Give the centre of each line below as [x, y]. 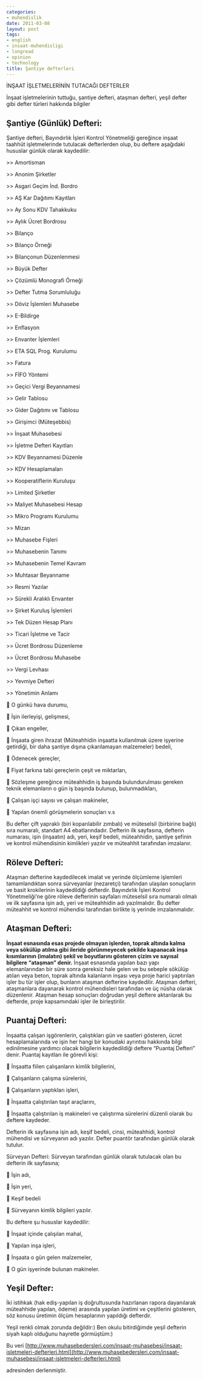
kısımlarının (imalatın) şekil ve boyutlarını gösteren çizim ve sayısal [92, 956]
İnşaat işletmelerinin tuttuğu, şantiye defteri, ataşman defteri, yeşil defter [97, 97]
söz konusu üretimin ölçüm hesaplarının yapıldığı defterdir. [79, 1316]
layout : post [23, 29]
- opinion [19, 57]
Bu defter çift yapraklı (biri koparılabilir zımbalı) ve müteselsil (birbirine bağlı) [101, 824]
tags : [13, 35]
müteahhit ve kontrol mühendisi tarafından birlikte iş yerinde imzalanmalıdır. [101, 909]
